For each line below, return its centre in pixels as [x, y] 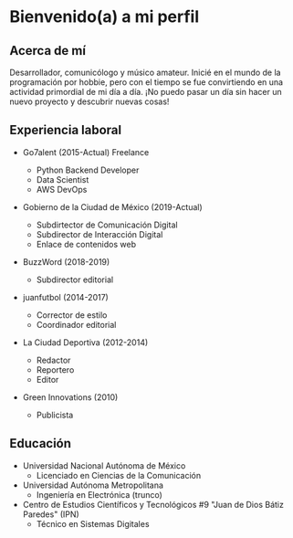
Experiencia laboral [65, 130]
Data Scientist [63, 179]
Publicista [55, 415]
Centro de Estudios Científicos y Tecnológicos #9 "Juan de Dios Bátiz [153, 504]
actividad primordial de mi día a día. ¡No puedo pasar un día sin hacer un [146, 92]
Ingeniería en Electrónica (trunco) [99, 494]
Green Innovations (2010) [70, 397]
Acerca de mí [48, 51]
